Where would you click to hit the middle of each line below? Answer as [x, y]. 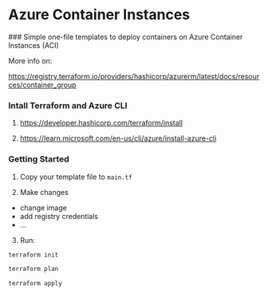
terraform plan [33, 269]
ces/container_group [43, 85]
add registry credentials [59, 216]
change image [43, 207]
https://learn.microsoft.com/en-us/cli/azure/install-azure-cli [118, 138]
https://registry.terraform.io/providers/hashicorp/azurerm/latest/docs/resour [134, 76]
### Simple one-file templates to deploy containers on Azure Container [126, 37]
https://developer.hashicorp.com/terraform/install [101, 123]
